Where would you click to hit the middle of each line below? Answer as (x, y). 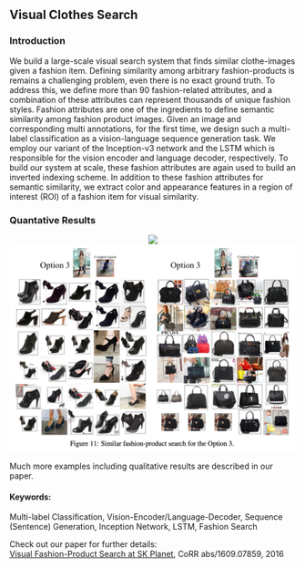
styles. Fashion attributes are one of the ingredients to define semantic (142, 109)
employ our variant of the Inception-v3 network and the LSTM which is (142, 148)
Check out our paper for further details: (83, 544)
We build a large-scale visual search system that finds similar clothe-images (152, 61)
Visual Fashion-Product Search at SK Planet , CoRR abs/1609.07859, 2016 (147, 554)
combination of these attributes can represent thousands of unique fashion (150, 99)
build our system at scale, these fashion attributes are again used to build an (152, 167)
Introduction (37, 41)
